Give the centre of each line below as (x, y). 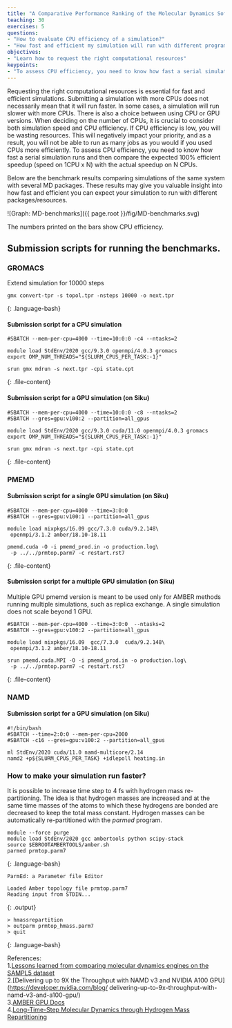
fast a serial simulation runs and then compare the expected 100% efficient (114, 157)
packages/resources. (37, 200)
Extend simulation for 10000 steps (56, 283)
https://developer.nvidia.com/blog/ (59, 988)
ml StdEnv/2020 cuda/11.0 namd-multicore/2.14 (75, 753)
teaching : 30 (26, 20)
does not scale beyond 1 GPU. (50, 611)
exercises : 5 (26, 26)
